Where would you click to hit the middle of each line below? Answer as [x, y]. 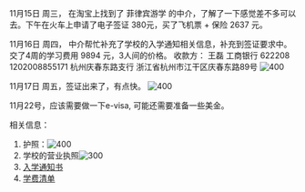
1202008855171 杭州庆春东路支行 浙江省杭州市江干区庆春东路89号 [133, 67]
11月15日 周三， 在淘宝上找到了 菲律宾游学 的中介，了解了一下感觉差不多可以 [153, 13]
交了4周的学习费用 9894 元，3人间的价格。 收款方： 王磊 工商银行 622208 [150, 56]
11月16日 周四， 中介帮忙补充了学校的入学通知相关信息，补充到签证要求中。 [151, 44]
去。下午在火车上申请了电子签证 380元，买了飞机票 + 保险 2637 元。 [138, 25]
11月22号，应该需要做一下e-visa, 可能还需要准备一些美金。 [119, 106]
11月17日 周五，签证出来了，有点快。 [77, 86]
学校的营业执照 [51, 156]
